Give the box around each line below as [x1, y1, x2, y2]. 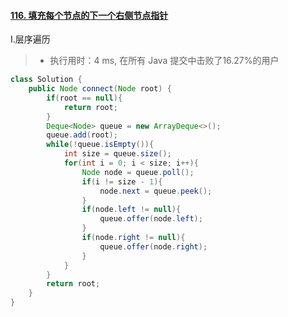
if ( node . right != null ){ [81, 233, 186, 243]
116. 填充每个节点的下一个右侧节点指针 [10, 9, 169, 21]
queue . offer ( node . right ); [99, 241, 208, 252]
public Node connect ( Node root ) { [28, 84, 172, 94]
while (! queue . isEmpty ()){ [46, 140, 155, 150]
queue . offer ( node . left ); [99, 214, 203, 224]
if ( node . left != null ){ [81, 205, 182, 215]
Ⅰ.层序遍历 [10, 33, 51, 45]
